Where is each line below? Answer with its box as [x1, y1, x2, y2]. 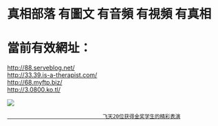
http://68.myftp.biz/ [7, 78, 63, 87]
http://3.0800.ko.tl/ [7, 85, 61, 94]
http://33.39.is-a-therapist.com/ [7, 71, 98, 79]
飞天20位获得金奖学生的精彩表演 [102, 113, 181, 120]
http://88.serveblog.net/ [7, 63, 76, 72]
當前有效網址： [7, 41, 92, 56]
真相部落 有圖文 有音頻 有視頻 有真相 [7, 6, 212, 22]
